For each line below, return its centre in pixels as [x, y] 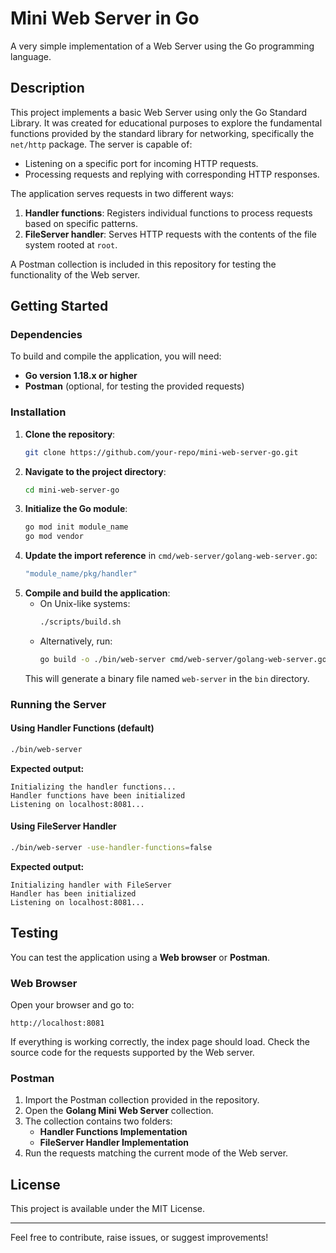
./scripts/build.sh [80, 622]
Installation [38, 412]
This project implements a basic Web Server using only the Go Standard [159, 112]
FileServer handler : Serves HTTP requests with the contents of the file [171, 234]
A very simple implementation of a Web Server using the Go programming [162, 46]
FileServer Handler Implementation [114, 1143]
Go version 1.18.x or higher [81, 376]
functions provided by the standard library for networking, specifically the [162, 133]
